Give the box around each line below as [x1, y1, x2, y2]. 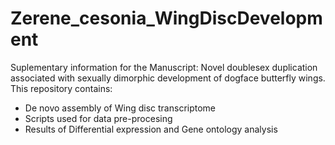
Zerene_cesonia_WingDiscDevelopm [10, 7, 323, 30]
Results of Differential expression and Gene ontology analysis [24, 123, 278, 135]
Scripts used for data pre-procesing [24, 112, 173, 124]
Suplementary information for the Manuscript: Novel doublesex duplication [10, 61, 318, 73]
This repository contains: [10, 82, 113, 94]
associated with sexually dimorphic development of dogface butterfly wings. [10, 72, 326, 84]
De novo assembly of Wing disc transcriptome [24, 102, 217, 114]
